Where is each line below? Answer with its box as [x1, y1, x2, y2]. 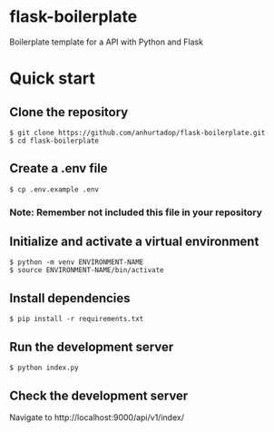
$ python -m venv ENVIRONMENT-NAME [9, 258, 144, 267]
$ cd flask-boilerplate [9, 136, 100, 145]
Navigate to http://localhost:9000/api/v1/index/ [9, 411, 184, 423]
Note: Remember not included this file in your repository [9, 206, 263, 219]
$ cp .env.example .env [9, 184, 100, 194]
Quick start [9, 68, 95, 89]
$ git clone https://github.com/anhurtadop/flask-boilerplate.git [9, 128, 266, 137]
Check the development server [9, 388, 189, 403]
